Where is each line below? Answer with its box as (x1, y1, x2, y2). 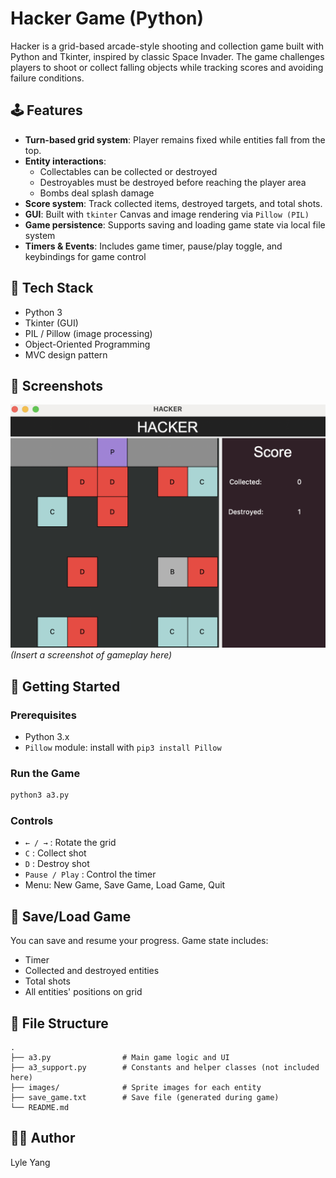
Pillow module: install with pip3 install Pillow (24, 741, 222, 753)
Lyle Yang (10, 1156, 51, 1168)
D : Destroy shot (24, 858, 90, 870)
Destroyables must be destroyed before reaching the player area (39, 176, 307, 188)
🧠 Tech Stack (10, 280, 94, 297)
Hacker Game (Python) (10, 7, 205, 30)
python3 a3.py (10, 790, 70, 801)
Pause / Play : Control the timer (24, 868, 157, 881)
